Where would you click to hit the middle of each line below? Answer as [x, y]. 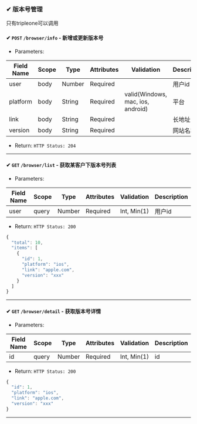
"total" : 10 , [27, 242]
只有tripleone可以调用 [32, 23]
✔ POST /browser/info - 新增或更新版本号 [55, 38]
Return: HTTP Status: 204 [45, 145]
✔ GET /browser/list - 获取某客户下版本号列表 [61, 165]
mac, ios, [137, 101]
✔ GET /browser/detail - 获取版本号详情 [54, 311]
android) [136, 109]
